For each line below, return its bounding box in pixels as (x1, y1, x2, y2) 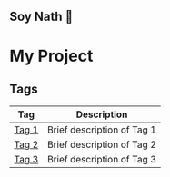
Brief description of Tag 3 (46, 153, 157, 166)
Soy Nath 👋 (9, 9, 74, 25)
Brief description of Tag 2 (46, 138, 157, 151)
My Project (9, 45, 94, 66)
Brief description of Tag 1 (46, 123, 157, 136)
